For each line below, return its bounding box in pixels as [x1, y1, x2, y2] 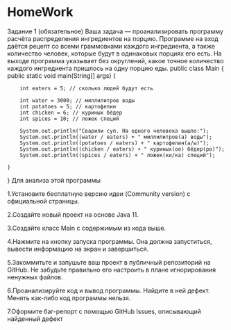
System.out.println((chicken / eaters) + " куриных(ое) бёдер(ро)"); [19, 145, 225, 153]
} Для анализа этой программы [7, 176, 101, 184]
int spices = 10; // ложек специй [19, 115, 119, 122]
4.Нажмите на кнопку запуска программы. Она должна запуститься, [7, 237, 212, 245]
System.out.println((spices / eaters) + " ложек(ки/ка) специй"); [19, 151, 216, 158]
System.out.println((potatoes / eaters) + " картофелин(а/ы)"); [19, 140, 209, 147]
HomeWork [7, 4, 74, 20]
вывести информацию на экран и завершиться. [7, 245, 149, 253]
